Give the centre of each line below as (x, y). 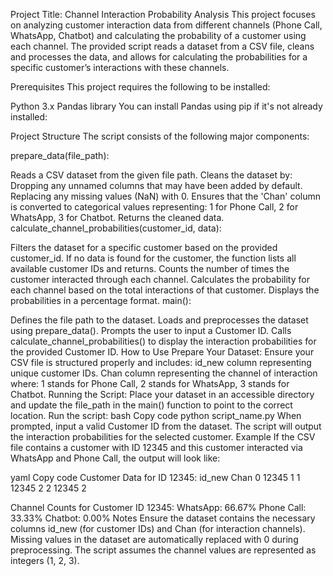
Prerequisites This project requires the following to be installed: (140, 87)
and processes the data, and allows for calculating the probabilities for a (159, 57)
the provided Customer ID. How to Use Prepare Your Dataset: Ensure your (162, 352)
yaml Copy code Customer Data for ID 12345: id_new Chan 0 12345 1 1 (155, 477)
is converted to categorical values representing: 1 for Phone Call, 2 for (154, 207)
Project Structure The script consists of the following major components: (160, 136)
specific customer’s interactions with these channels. (120, 67)
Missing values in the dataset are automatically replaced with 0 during (154, 539)
